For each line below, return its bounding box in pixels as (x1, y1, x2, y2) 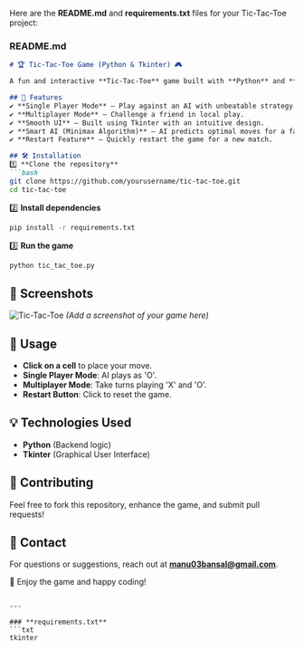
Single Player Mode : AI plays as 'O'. (22, 370, 157, 381)
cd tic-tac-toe (9, 185, 67, 194)
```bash (9, 168, 39, 177)
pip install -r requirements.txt (9, 223, 136, 232)
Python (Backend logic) (22, 439, 111, 450)
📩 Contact (9, 535, 67, 550)
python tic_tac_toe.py (9, 261, 95, 270)
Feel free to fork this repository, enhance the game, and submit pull (9, 499, 261, 510)
